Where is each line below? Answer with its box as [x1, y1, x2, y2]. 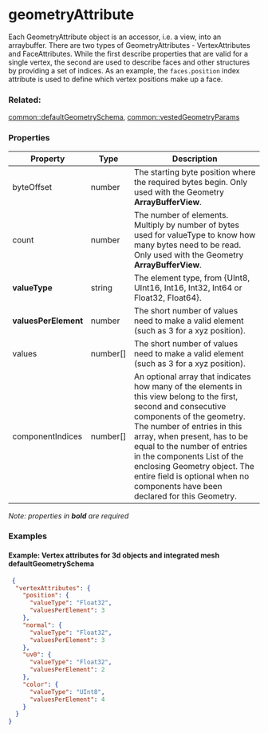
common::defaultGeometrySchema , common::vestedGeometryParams [8, 112, 240, 122]
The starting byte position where [134, 166, 256, 177]
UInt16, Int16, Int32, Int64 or [134, 282, 242, 293]
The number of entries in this [134, 420, 242, 432]
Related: [8, 94, 41, 105]
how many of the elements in [134, 380, 242, 392]
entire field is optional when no [134, 471, 250, 482]
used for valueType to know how [134, 229, 256, 240]
